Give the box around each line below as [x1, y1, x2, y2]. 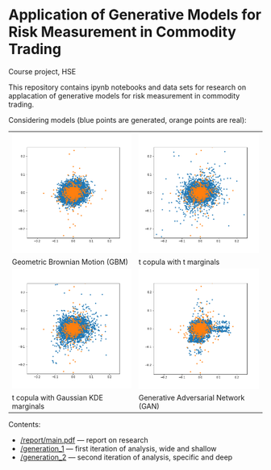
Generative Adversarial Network [138, 393, 245, 403]
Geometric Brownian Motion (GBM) [11, 257, 129, 266]
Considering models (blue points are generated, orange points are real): [8, 115, 248, 124]
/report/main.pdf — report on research [19, 434, 148, 445]
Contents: [8, 419, 41, 429]
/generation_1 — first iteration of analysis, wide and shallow [19, 443, 217, 453]
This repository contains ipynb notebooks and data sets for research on [8, 82, 247, 92]
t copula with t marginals [138, 257, 220, 266]
